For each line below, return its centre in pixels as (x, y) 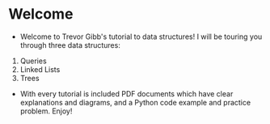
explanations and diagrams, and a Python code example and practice (135, 102)
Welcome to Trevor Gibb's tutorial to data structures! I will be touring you (141, 36)
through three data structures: (70, 45)
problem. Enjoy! (46, 111)
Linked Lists (40, 69)
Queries (33, 61)
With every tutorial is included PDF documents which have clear (127, 93)
